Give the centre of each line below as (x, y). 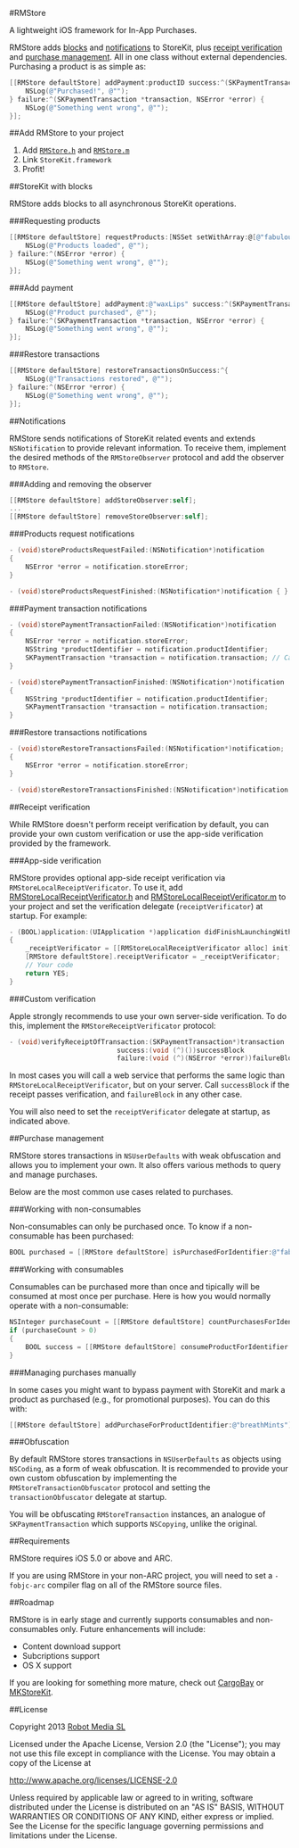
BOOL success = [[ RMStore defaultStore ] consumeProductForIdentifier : (159, 1347)
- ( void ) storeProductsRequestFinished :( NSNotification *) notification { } (149, 591)
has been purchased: (95, 1236)
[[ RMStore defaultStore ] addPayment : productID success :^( (119, 83)
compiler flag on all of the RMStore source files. (135, 1585)
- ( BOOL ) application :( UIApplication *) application (105, 932)
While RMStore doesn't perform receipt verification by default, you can (139, 824)
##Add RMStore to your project (67, 133)
